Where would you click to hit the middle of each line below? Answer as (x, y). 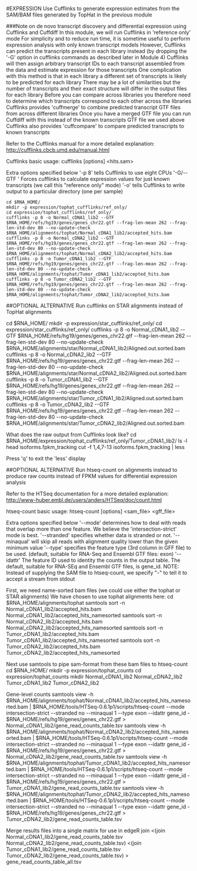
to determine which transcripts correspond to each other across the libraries (99, 101)
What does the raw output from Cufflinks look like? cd (71, 435)
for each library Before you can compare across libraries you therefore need (98, 95)
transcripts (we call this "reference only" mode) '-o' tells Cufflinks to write (96, 185)
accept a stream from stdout (41, 579)
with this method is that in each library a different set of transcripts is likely (96, 76)
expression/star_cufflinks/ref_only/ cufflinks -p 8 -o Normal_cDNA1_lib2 (93, 329)
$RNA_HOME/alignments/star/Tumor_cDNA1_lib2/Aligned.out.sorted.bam (95, 398)
